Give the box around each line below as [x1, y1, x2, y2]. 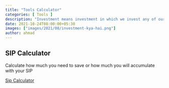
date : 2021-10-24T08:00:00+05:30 [5, 21, 75, 26]
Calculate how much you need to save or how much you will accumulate [5, 62, 155, 68]
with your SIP [5, 67, 33, 73]
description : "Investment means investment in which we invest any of [5, 16, 156, 21]
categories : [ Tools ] [5, 12, 53, 17]
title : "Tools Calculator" [5, 7, 62, 12]
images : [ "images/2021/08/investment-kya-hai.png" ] [5, 26, 116, 31]
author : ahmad [5, 30, 35, 35]
